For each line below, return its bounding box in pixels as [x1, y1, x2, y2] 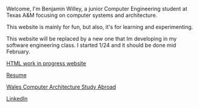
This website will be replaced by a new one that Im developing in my [6, 35, 177, 42]
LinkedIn [6, 95, 28, 102]
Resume [6, 72, 27, 78]
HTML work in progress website [6, 60, 87, 67]
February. [6, 48, 30, 55]
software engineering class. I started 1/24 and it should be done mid [6, 42, 177, 49]
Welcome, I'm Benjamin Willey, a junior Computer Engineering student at [6, 5, 187, 12]
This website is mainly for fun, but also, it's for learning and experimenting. [6, 24, 194, 30]
